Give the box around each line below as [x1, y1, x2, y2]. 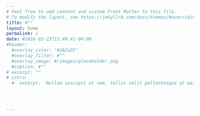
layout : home [6, 25, 39, 31]
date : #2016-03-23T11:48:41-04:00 [6, 36, 92, 42]
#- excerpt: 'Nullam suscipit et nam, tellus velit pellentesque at [11, 80, 185, 86]
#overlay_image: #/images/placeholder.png [11, 58, 118, 64]
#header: [6, 42, 28, 48]
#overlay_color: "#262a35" [11, 47, 79, 53]
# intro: [6, 75, 28, 80]
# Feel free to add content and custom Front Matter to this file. [6, 8, 177, 15]
